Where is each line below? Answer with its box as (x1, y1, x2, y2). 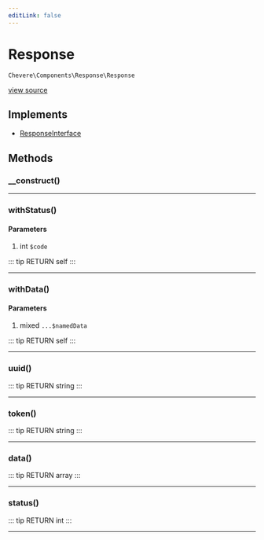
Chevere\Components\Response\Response (8, 72, 135, 79)
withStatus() (8, 204, 57, 215)
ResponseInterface (19, 129, 82, 138)
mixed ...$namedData (19, 321, 88, 330)
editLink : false (8, 11, 61, 20)
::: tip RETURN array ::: (8, 471, 81, 480)
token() (8, 408, 37, 419)
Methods (8, 151, 53, 165)
